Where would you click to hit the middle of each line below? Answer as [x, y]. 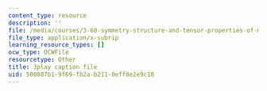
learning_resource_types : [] [56, 45]
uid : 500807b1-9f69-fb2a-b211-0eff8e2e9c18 [81, 74]
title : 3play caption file [53, 67]
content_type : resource [48, 15]
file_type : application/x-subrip [64, 38]
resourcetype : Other [43, 60]
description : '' [35, 23]
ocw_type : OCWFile [39, 52]
